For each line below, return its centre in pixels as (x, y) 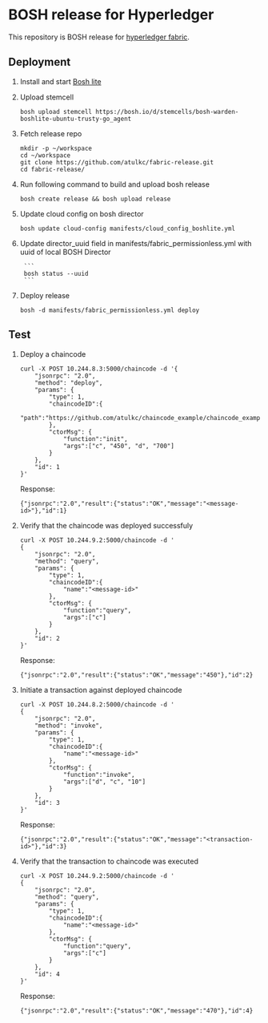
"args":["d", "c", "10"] (104, 782)
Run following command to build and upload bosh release (115, 184)
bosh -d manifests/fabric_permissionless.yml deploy (110, 310)
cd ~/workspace (45, 155)
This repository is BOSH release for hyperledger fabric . (99, 37)
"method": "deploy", (69, 382)
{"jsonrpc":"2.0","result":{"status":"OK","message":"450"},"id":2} (136, 675)
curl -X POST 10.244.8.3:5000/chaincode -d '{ (99, 369)
